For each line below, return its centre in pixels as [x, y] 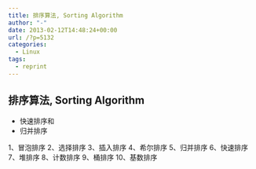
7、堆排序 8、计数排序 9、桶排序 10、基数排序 [83, 157]
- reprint [31, 67]
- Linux [28, 52]
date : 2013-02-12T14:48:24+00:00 [63, 30]
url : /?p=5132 [31, 37]
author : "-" [27, 23]
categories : [27, 45]
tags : [17, 60]
